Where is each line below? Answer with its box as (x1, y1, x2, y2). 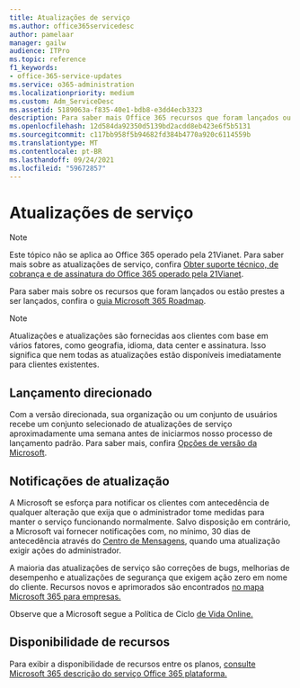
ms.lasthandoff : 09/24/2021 (9, 155, 115, 165)
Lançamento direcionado (9, 385, 153, 400)
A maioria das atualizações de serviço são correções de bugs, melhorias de (9, 562, 290, 573)
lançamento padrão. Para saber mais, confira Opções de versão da (9, 438, 258, 449)
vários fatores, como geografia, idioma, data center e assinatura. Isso (9, 340, 267, 351)
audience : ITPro (9, 47, 70, 56)
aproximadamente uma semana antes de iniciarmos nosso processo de (9, 428, 273, 439)
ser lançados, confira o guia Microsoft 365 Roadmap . (9, 296, 207, 307)
